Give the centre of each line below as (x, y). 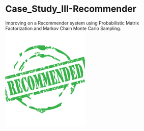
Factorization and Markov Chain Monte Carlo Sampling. (63, 28)
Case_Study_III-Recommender (71, 9)
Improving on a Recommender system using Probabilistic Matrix (72, 23)
